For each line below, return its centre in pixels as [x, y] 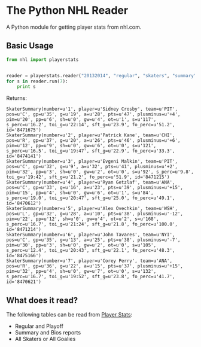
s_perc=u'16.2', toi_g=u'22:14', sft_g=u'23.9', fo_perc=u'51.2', [91, 125]
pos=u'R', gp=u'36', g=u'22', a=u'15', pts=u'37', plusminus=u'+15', [95, 266]
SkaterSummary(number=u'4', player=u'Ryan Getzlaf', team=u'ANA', [91, 182]
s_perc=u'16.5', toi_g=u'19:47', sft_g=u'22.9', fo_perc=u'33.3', [91, 151]
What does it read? [42, 300]
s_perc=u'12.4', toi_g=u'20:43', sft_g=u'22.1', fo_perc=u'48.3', [91, 251]
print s [26, 87]
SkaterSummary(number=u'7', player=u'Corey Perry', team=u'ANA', [89, 261]
